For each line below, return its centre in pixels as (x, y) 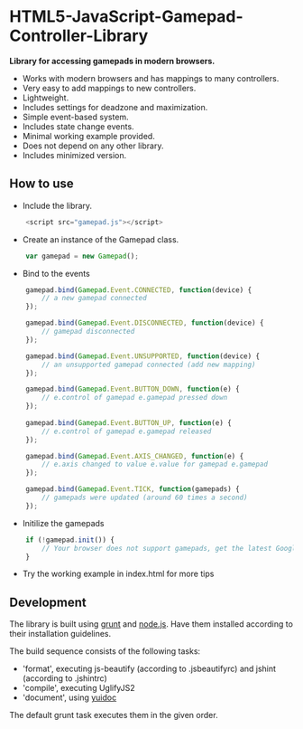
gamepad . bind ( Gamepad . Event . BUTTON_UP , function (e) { (129, 422)
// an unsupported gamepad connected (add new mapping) (149, 364)
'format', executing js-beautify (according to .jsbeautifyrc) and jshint (149, 669)
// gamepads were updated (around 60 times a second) (145, 497)
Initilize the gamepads (63, 523)
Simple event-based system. (75, 117)
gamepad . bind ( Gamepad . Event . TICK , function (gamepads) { (133, 489)
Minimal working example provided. (88, 136)
